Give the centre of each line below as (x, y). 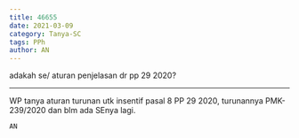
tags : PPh (28, 42)
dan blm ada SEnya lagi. (92, 111)
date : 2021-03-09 (41, 26)
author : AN (29, 50)
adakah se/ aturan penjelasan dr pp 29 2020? (93, 75)
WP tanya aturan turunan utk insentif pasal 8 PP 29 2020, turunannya (137, 101)
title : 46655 (33, 17)
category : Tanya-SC (45, 34)
